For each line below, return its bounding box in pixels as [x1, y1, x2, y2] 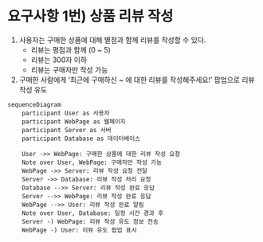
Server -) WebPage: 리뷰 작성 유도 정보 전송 [22, 217, 159, 225]
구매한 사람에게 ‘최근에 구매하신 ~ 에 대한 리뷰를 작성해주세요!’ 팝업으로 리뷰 [18, 75, 255, 84]
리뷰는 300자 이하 [30, 55, 88, 64]
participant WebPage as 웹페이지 [22, 117, 127, 126]
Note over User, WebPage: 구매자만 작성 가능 [22, 158, 163, 166]
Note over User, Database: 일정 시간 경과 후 [22, 209, 164, 217]
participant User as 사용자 [22, 109, 110, 117]
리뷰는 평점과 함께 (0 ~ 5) [30, 45, 111, 54]
